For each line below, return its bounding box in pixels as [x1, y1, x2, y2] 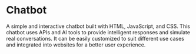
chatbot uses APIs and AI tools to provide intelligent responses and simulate [6, 28, 190, 35]
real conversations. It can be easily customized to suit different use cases [6, 35, 184, 42]
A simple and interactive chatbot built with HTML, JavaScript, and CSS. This [6, 23, 190, 30]
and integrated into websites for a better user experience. [6, 41, 146, 48]
